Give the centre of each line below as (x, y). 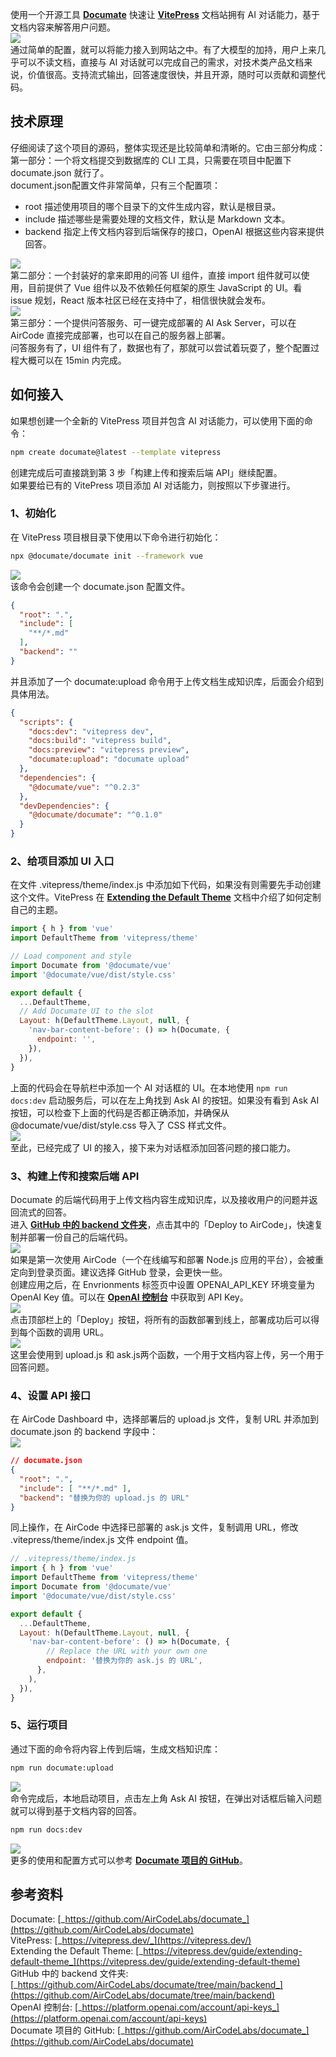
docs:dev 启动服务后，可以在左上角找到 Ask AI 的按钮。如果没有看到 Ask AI (165, 1100)
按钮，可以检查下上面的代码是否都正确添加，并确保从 (120, 1112)
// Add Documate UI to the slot (87, 1011)
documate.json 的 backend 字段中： (84, 1432)
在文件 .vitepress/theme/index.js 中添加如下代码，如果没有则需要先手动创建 (166, 885)
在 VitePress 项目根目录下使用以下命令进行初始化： (116, 537)
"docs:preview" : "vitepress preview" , (109, 750)
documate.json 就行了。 (60, 172)
